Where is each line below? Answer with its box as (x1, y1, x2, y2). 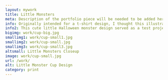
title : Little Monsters (5, 12, 55, 17)
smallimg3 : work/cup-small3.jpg (5, 44, 72, 49)
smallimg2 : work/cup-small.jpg (5, 40, 70, 45)
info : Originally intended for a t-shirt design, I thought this (5, 21, 144, 26)
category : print (5, 68, 39, 73)
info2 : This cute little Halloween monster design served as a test (5, 26, 151, 31)
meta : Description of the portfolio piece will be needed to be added (5, 16, 155, 21)
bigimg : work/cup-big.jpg (5, 30, 59, 35)
